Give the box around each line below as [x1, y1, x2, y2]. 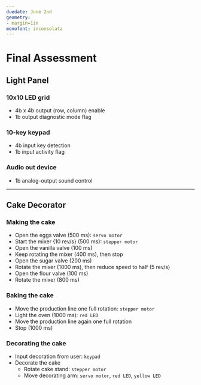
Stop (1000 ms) [14, 324, 53, 331]
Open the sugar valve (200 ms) [14, 257, 92, 264]
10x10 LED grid [6, 93, 50, 102]
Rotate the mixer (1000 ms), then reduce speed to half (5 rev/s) [14, 264, 170, 271]
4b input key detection [14, 142, 71, 149]
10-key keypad [6, 129, 50, 137]
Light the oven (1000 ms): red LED [14, 311, 99, 318]
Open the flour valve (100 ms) [14, 270, 89, 277]
